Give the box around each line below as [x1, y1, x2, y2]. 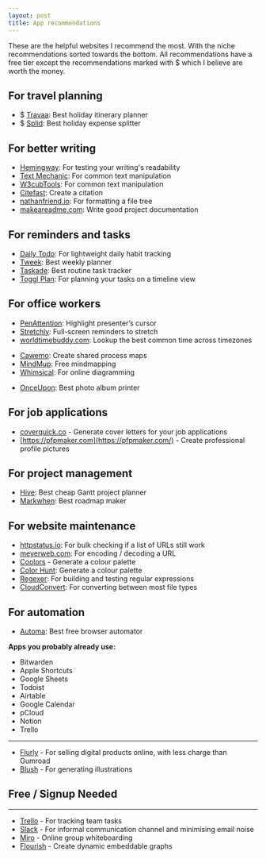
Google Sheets [19, 674, 69, 684]
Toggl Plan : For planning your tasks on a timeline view [19, 274, 196, 283]
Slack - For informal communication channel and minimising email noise [19, 824, 255, 834]
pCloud [19, 708, 44, 717]
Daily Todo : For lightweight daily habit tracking [19, 248, 172, 258]
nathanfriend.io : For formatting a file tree [19, 196, 153, 206]
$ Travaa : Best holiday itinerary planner [19, 110, 149, 120]
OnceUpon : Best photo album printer [19, 383, 140, 392]
